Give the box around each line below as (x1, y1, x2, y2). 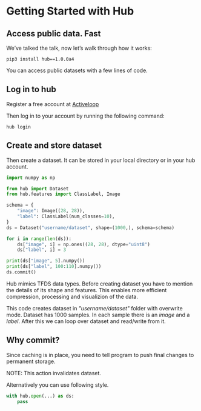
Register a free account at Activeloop (6, 100, 99, 107)
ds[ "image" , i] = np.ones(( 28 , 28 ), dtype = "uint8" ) (17, 241, 150, 247)
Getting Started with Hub (6, 4, 134, 18)
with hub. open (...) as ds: (6, 393, 74, 399)
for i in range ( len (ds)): (6, 235, 71, 242)
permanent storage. (6, 358, 56, 365)
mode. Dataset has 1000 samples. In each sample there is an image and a (6, 311, 190, 318)
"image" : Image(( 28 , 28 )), (17, 208, 85, 214)
